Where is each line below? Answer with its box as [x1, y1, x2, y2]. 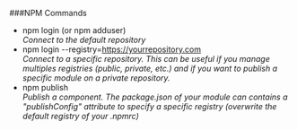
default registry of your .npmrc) [22, 111, 139, 121]
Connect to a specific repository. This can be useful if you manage [22, 54, 271, 64]
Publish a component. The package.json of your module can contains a [22, 91, 288, 102]
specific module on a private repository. [22, 73, 170, 83]
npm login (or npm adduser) [22, 25, 127, 35]
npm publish [22, 82, 69, 92]
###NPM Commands [9, 8, 87, 18]
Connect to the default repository [22, 35, 146, 45]
